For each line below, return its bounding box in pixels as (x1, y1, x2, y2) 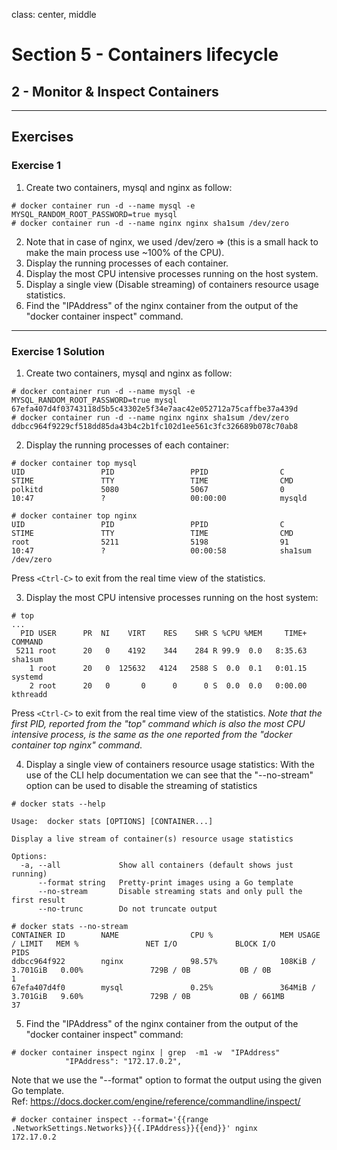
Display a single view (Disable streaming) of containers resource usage (25, 278, 320, 290)
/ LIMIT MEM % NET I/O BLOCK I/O (11, 939, 276, 949)
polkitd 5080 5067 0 (11, 484, 285, 494)
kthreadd (11, 689, 48, 699)
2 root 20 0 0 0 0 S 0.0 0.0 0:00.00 (29, 680, 308, 691)
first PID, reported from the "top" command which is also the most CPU (11, 717, 306, 729)
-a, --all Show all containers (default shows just (20, 860, 294, 870)
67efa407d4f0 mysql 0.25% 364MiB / (11, 982, 316, 993)
